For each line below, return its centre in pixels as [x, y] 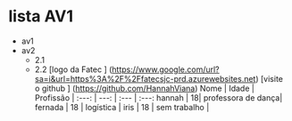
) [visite [269, 78]
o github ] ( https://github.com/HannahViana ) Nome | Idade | [145, 88]
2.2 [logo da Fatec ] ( [73, 69]
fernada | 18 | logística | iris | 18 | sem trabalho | [122, 107]
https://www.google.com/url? [166, 69]
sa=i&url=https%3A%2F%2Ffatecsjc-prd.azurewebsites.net [145, 78]
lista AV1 [41, 16]
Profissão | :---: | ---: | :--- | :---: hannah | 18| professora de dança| [159, 97]
